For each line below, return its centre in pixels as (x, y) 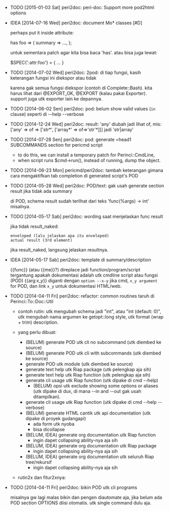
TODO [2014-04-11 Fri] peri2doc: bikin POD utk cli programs (73, 487)
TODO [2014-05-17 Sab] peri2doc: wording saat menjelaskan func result (87, 217)
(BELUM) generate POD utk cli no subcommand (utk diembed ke (93, 342)
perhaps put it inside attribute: (42, 33)
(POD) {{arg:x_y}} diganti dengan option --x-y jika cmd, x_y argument (84, 281)
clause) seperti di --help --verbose (47, 114)
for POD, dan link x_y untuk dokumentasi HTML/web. (66, 286)
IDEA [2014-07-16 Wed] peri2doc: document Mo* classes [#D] (76, 23)
